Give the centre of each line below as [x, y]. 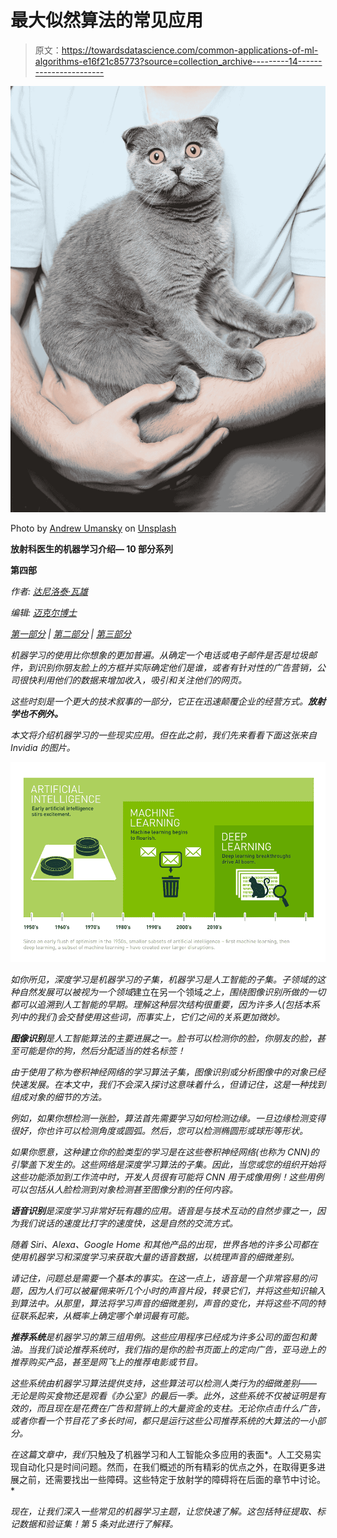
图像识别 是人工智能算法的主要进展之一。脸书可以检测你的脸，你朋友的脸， [163, 1038]
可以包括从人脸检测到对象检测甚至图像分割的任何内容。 [124, 1190]
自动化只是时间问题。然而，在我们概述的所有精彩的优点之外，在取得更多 [167, 1467]
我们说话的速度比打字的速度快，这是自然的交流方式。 [128, 1223]
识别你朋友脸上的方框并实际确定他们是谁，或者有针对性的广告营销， [176, 667]
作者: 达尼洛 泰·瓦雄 [49, 591]
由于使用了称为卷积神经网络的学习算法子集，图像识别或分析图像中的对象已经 [168, 1072]
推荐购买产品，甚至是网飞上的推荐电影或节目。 [106, 1362]
